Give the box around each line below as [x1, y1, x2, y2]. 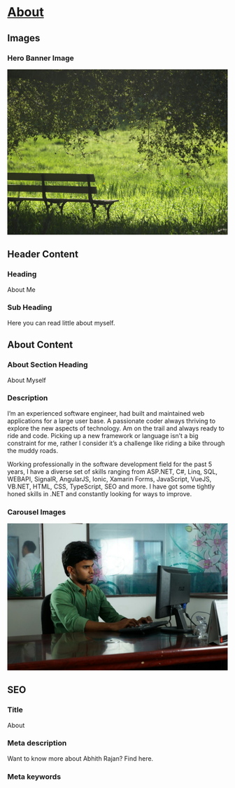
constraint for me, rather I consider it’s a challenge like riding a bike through [7, 439, 225, 447]
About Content [7, 339, 73, 351]
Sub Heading [7, 302, 52, 312]
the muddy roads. [7, 446, 58, 455]
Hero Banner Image [7, 53, 75, 63]
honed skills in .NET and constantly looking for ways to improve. [7, 489, 192, 498]
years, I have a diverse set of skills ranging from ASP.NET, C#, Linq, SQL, [7, 467, 218, 476]
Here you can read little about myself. [7, 318, 115, 327]
